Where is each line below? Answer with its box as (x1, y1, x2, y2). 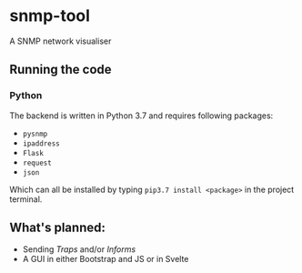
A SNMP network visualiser (9, 35, 112, 46)
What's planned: (9, 220, 106, 236)
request (22, 158, 52, 167)
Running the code (9, 62, 112, 77)
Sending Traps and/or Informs (22, 244, 136, 255)
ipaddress (22, 138, 61, 148)
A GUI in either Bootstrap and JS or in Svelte (22, 254, 189, 265)
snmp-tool (9, 5, 91, 26)
